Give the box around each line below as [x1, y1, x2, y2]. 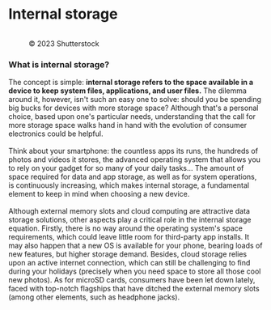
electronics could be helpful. [8, 129, 104, 138]
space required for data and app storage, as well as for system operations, [8, 172, 257, 182]
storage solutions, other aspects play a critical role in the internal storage [8, 215, 252, 225]
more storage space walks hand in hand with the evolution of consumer [8, 121, 248, 130]
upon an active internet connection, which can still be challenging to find [8, 258, 251, 268]
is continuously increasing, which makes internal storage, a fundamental [8, 180, 249, 190]
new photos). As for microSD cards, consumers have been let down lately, [8, 275, 256, 285]
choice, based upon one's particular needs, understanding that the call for [8, 112, 256, 121]
